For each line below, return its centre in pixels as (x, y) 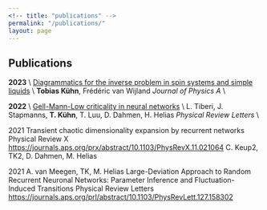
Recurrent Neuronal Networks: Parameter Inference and (101, 180)
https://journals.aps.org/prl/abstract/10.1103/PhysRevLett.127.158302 (121, 197)
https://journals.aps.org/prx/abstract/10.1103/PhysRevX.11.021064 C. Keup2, (133, 147)
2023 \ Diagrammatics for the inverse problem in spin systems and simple (131, 83)
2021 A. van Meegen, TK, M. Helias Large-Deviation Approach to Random (129, 172)
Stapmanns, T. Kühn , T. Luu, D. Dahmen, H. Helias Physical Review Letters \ (133, 115)
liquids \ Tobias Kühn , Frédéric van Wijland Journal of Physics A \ (117, 91)
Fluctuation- (214, 180)
